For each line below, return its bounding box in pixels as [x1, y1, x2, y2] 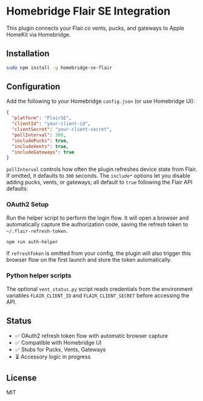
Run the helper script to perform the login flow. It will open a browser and [6, 214, 189, 221]
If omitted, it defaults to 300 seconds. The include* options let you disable [6, 172, 191, 180]
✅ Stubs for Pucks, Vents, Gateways [15, 346, 106, 353]
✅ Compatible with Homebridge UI [15, 339, 102, 346]
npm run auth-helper [6, 239, 59, 245]
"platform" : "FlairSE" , [12, 115, 72, 121]
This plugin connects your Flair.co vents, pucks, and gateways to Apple [6, 24, 185, 32]
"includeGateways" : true [12, 149, 75, 155]
